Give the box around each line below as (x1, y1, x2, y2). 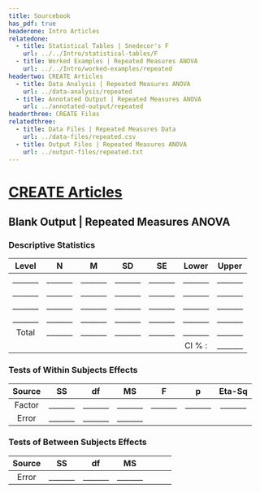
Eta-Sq (219, 385, 248, 396)
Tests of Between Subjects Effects (8, 436, 148, 448)
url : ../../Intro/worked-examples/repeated (23, 65, 173, 73)
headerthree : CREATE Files (8, 110, 100, 119)
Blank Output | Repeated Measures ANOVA (8, 214, 231, 228)
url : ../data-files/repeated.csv (23, 132, 136, 141)
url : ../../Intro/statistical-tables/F (23, 50, 158, 58)
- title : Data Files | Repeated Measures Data (15, 125, 176, 133)
